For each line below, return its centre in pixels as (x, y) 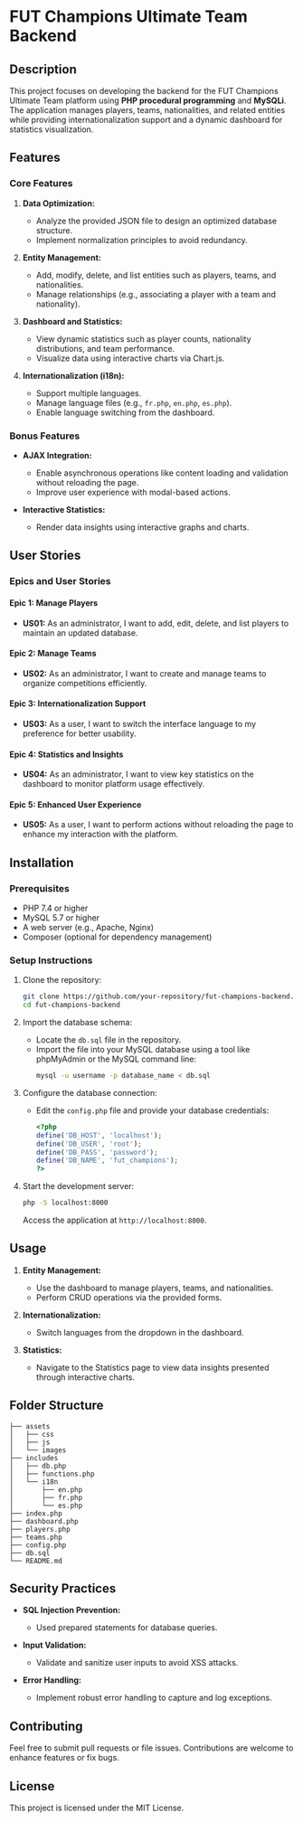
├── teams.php (36, 1537)
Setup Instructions (51, 960)
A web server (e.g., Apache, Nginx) (88, 927)
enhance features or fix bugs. (64, 1758)
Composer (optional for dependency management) (117, 937)
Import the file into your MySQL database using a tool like (143, 1050)
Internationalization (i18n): (73, 375)
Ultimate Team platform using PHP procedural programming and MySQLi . (148, 100)
